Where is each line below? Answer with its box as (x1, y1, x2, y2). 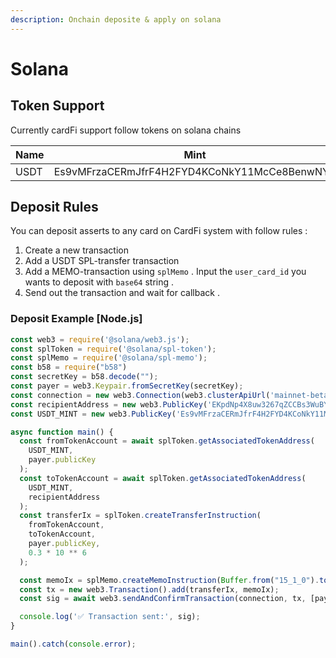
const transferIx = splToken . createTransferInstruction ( (19, 511, 262, 521)
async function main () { (10, 427, 114, 437)
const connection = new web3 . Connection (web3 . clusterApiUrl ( (10, 390, 271, 400)
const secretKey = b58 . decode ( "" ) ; (10, 372, 159, 382)
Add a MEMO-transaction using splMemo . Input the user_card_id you (24, 266, 307, 278)
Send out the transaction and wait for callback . (24, 287, 220, 299)
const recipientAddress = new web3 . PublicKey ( (10, 399, 208, 410)
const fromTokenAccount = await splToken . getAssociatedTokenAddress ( (19, 436, 315, 446)
